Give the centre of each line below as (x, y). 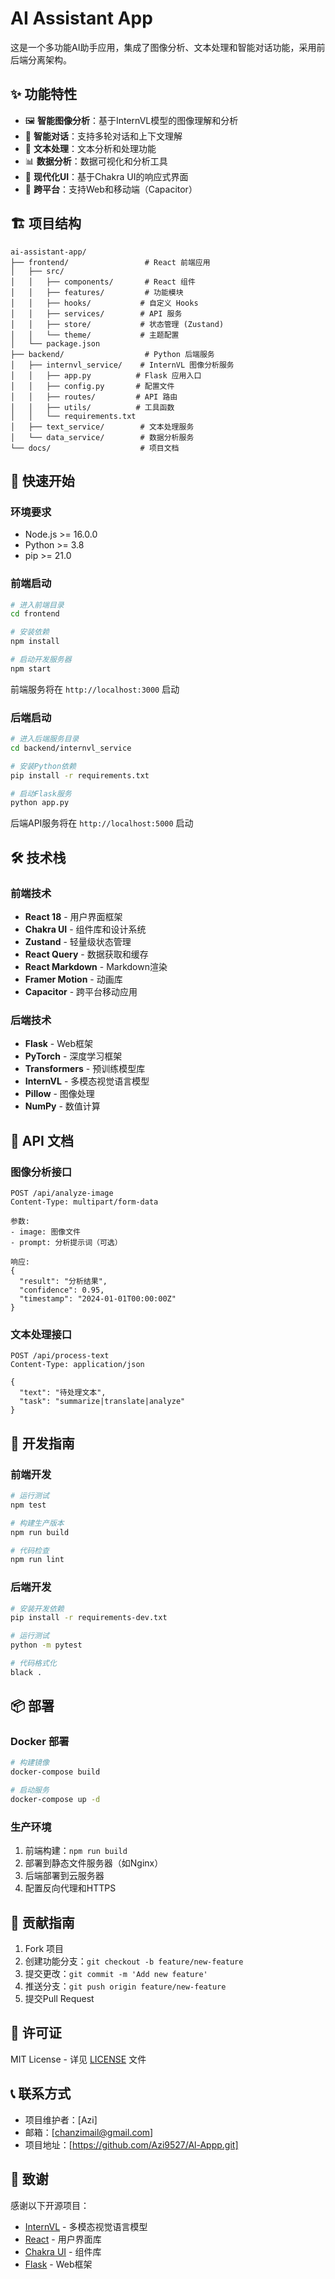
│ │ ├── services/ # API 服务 (96, 313)
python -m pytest (46, 1645)
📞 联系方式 (41, 2093)
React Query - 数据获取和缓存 (86, 954)
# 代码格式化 (33, 1663)
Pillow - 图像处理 (59, 1094)
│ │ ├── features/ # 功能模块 (97, 292)
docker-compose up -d (55, 1800)
